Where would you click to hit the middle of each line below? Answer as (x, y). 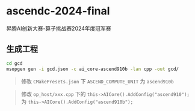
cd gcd (14, 63)
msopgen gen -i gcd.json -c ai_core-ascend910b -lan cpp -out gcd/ (93, 69)
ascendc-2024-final (58, 11)
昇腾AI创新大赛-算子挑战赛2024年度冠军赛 (59, 28)
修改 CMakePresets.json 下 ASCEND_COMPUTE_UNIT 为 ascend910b (97, 81)
